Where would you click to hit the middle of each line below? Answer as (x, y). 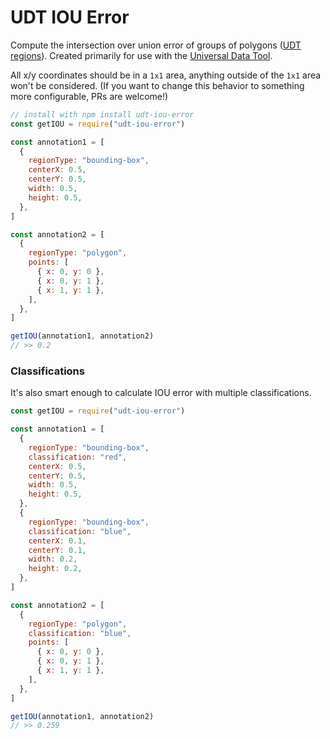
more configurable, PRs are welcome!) (89, 96)
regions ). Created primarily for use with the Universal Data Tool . (141, 55)
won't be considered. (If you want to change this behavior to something (157, 85)
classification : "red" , (78, 457)
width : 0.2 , (53, 559)
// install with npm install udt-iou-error (102, 114)
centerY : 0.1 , (57, 550)
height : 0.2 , (55, 569)
